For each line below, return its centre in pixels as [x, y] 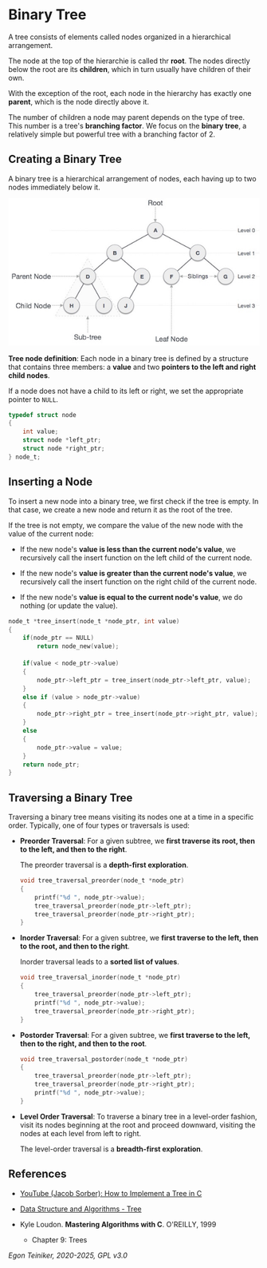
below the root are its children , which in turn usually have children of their [130, 69]
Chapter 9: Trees [59, 1239]
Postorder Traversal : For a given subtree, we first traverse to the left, [135, 1035]
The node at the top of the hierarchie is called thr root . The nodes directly [129, 61]
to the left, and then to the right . [73, 849]
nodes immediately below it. [55, 187]
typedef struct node [43, 415]
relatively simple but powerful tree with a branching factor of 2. [112, 134]
